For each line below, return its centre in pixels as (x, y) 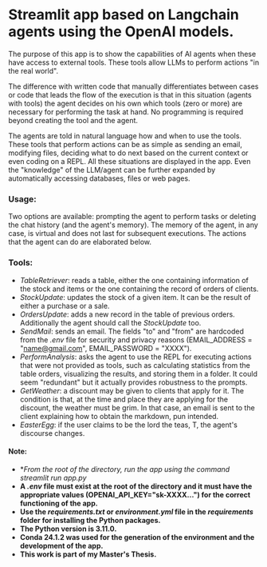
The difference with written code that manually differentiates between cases (133, 86)
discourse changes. (52, 433)
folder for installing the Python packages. (90, 520)
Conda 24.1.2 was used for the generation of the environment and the (137, 537)
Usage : (23, 199)
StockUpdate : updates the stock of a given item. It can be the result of (135, 297)
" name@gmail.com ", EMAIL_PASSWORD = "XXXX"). (106, 348)
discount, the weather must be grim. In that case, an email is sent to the (137, 407)
